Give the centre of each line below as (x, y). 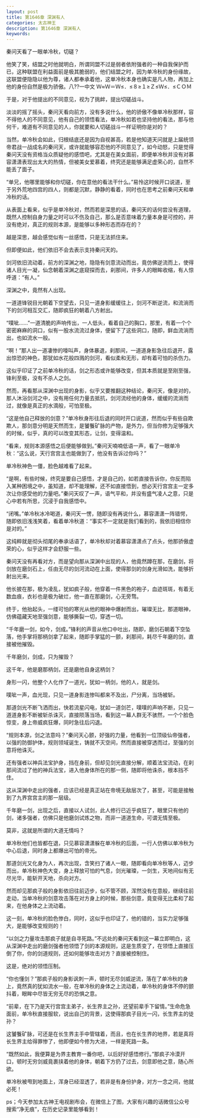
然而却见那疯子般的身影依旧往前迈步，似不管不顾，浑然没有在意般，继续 (95, 891)
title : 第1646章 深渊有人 (36, 17)
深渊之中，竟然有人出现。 (37, 290)
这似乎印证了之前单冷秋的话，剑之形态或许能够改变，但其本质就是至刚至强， (100, 371)
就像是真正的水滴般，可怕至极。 (56, 405)
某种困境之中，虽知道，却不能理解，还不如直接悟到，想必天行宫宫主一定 (100, 486)
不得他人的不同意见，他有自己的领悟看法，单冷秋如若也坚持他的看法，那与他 (100, 119)
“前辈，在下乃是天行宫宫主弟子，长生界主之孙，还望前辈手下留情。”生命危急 (99, 1006)
